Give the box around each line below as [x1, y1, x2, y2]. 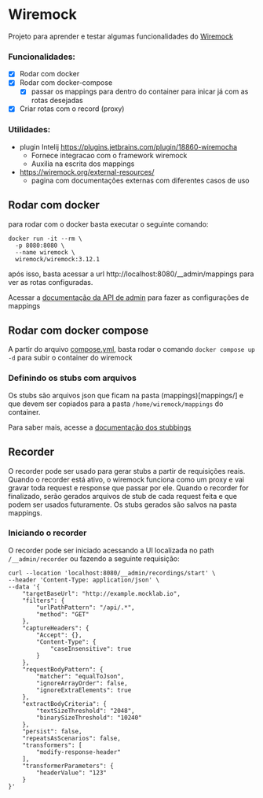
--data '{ [8, 582, 41, 591]
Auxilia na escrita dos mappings [31, 159, 135, 168]
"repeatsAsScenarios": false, [22, 734, 122, 742]
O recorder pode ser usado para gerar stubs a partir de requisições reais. [8, 466, 246, 475]
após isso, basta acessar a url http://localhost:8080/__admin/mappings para [8, 269, 254, 279]
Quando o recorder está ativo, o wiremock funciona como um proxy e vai [8, 475, 245, 484]
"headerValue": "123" [36, 769, 108, 777]
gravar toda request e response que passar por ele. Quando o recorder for [8, 482, 249, 493]
